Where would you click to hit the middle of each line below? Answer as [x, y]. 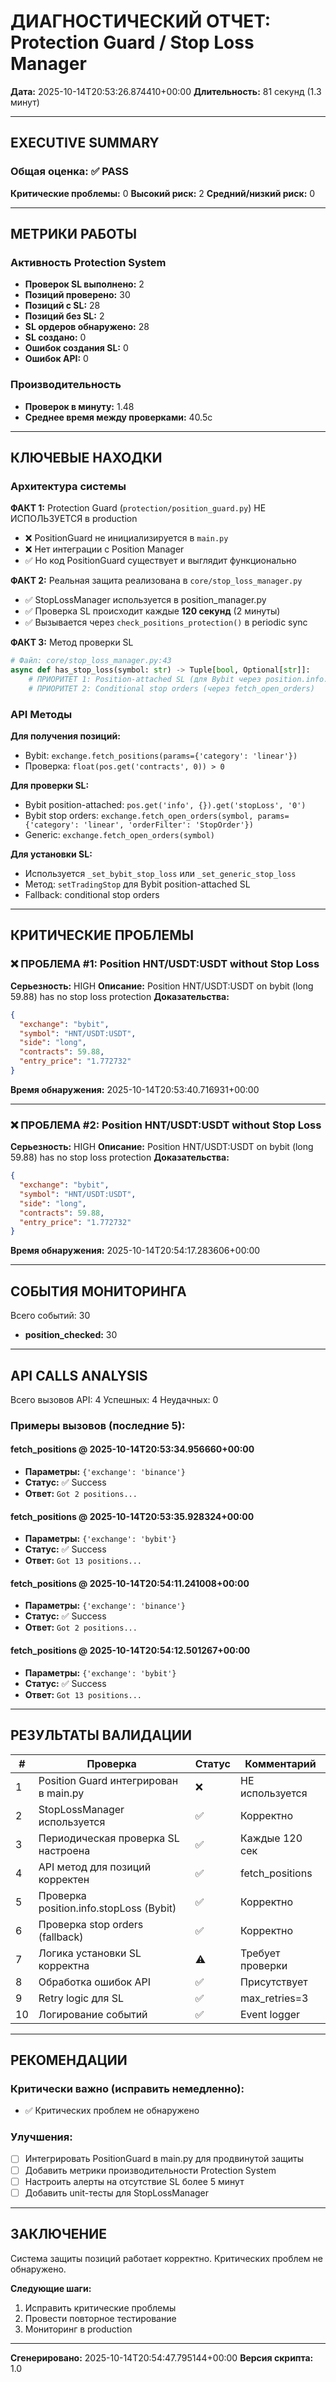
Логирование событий [93, 2014]
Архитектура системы [68, 486]
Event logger [270, 2014]
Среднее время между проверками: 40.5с [118, 417]
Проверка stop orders [91, 1924]
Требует [260, 1953]
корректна [64, 1965]
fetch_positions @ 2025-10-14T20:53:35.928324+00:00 [132, 1516]
